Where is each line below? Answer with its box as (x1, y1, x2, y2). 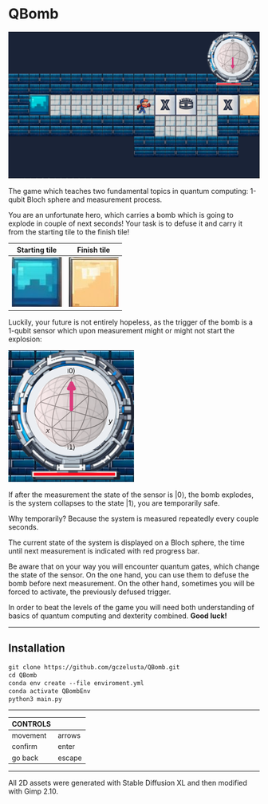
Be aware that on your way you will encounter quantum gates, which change (8, 562, 260, 571)
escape (57, 753, 82, 763)
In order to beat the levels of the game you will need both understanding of (8, 602, 255, 612)
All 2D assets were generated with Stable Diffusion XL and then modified (8, 778, 247, 788)
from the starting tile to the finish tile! (8, 227, 130, 237)
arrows (57, 731, 81, 740)
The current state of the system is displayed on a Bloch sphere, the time (8, 538, 245, 547)
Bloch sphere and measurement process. (26, 195, 163, 204)
